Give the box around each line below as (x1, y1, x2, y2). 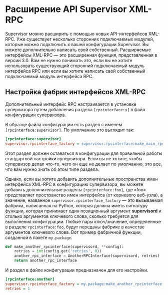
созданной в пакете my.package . (5, 234, 72, 240)
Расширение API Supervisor (5, 4, 127, 15)
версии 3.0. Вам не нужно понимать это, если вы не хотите (5, 57, 132, 63)
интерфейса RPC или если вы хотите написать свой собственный (5, 68, 146, 74)
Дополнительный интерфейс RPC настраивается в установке (5, 101, 136, 107)
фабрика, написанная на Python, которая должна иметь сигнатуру (5, 202, 148, 208)
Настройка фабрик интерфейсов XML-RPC (5, 88, 146, 96)
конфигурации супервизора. (5, 112, 66, 118)
